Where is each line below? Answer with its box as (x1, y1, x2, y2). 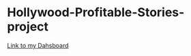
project (7, 19, 49, 34)
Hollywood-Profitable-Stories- (7, 5, 185, 20)
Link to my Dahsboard (7, 41, 70, 49)
